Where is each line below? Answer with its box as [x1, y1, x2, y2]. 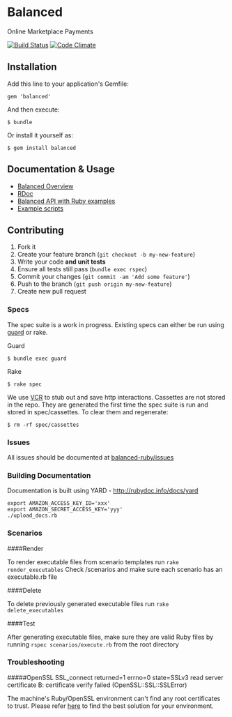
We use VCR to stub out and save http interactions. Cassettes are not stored [7, 393, 226, 401]
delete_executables [7, 607, 64, 614]
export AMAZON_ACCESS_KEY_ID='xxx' [7, 500, 111, 507]
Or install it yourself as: [7, 130, 73, 139]
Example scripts [17, 204, 64, 213]
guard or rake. [7, 328, 48, 336]
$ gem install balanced [7, 144, 77, 151]
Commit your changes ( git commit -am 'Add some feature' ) [17, 273, 190, 281]
